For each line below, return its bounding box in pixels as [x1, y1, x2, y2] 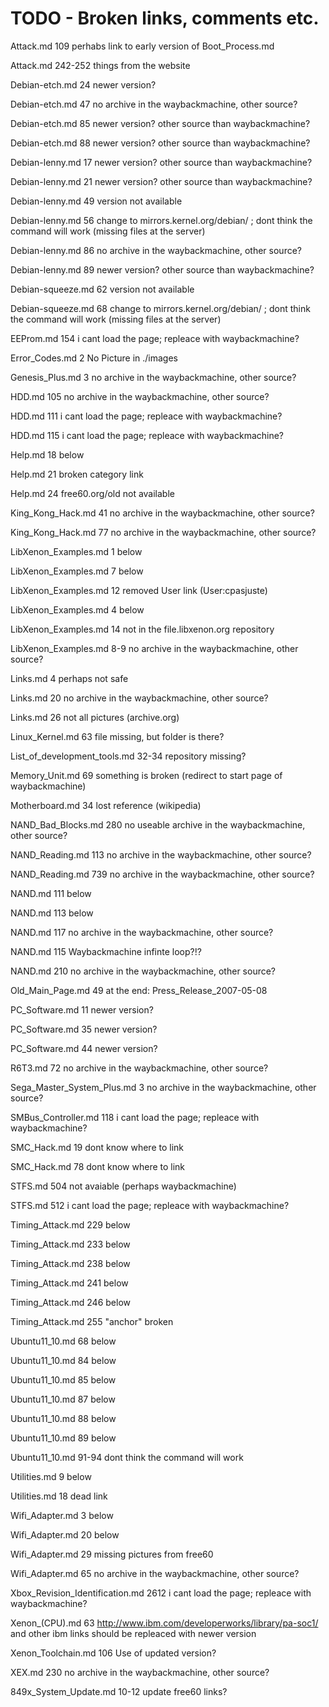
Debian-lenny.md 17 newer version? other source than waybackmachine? [10, 156, 313, 168]
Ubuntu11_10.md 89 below [10, 1432, 117, 1444]
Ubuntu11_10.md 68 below [10, 1335, 117, 1347]
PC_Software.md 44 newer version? [10, 1042, 158, 1054]
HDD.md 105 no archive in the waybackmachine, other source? [10, 390, 270, 402]
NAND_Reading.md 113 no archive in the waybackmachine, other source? [10, 848, 312, 861]
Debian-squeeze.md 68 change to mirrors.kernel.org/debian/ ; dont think [10, 302, 311, 314]
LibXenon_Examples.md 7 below [10, 565, 144, 577]
